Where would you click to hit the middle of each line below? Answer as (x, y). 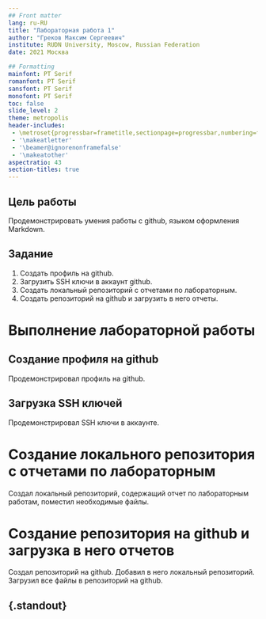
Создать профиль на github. (66, 273)
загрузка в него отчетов (91, 550)
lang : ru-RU (28, 23)
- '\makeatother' (40, 155)
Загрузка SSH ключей (65, 403)
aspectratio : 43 (35, 162)
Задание (31, 254)
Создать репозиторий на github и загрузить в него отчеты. (119, 298)
